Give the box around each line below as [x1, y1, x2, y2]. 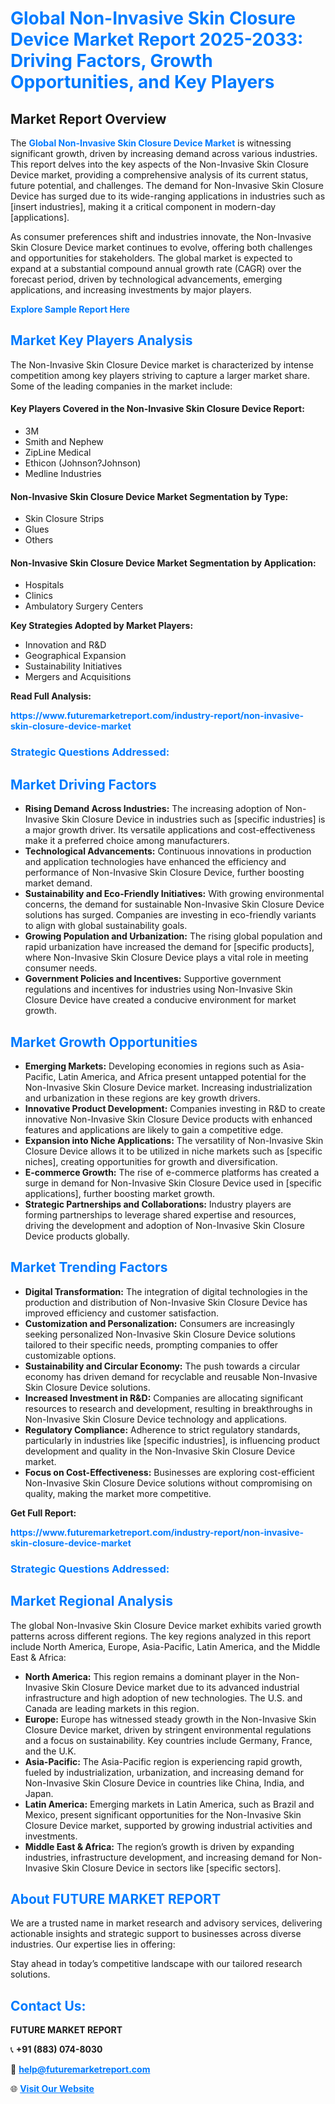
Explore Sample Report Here [10, 303, 130, 315]
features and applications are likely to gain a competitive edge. [24, 1123, 284, 1136]
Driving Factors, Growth [10, 50, 213, 72]
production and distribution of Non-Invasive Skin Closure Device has [24, 1296, 308, 1308]
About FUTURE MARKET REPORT [10, 1890, 222, 1907]
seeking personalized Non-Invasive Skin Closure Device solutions [24, 1328, 296, 1340]
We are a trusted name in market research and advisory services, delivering [10, 1917, 323, 1929]
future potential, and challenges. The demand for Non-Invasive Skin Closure [10, 180, 324, 191]
